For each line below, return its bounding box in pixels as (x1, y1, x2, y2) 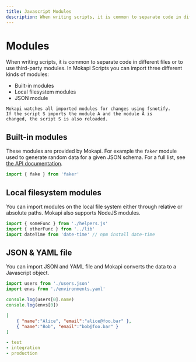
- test (6, 340, 22, 346)
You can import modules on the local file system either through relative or (6, 203, 183, 210)
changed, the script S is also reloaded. (6, 116, 108, 122)
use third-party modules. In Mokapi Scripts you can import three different (6, 65, 183, 72)
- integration (6, 345, 41, 351)
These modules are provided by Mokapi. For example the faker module (6, 147, 177, 155)
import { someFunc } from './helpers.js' (6, 220, 108, 226)
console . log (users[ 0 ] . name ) (6, 297, 75, 303)
